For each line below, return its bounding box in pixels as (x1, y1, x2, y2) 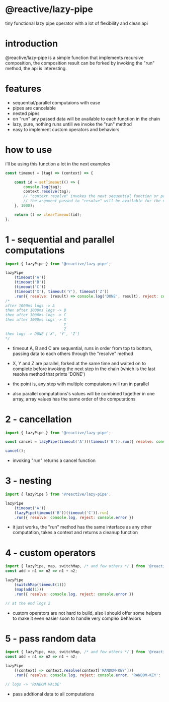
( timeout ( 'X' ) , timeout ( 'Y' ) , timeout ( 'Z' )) (14, 289, 109, 294)
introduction (5, 38, 58, 49)
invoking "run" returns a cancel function (12, 457, 96, 463)
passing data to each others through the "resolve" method (12, 350, 133, 357)
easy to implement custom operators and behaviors (12, 126, 120, 132)
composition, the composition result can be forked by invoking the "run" (5, 60, 155, 66)
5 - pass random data (5, 633, 97, 644)
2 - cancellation (5, 414, 72, 425)
